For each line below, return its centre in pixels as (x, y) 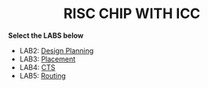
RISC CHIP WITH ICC (132, 14)
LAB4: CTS (37, 67)
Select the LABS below (46, 35)
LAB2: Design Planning (57, 50)
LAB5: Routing (43, 75)
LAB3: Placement (47, 59)
